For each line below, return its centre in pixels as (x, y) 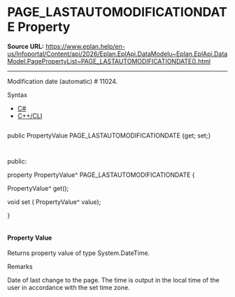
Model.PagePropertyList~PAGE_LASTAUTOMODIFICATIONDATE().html (109, 61)
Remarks (20, 267)
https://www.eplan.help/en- (85, 46)
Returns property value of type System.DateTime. (79, 253)
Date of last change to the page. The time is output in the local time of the (113, 280)
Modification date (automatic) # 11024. (63, 81)
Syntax (17, 94)
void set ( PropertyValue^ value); (54, 202)
